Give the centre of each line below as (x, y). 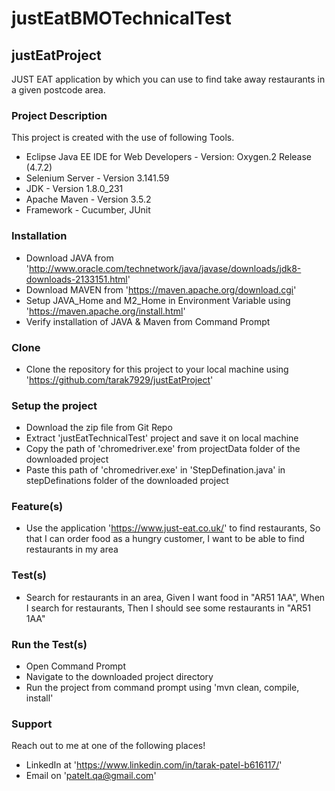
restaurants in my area (72, 549)
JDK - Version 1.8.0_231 (74, 189)
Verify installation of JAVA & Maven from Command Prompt (148, 321)
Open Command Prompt (76, 666)
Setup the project (54, 405)
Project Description (59, 115)
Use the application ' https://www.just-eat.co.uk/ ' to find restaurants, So (173, 528)
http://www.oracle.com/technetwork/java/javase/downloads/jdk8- (165, 268)
